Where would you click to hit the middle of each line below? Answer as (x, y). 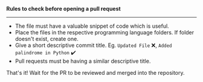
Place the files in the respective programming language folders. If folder (105, 32)
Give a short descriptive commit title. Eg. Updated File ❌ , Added (93, 45)
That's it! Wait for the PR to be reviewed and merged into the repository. (96, 73)
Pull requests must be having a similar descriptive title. (83, 61)
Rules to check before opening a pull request (63, 9)
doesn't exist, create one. (47, 39)
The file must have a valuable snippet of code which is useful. (92, 26)
